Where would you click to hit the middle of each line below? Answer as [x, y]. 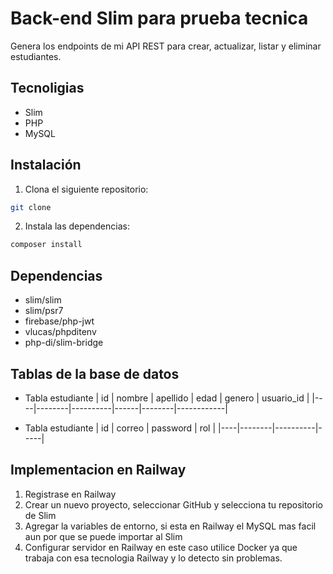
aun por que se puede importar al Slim [103, 536]
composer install [46, 245]
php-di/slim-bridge [64, 343]
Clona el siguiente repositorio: [86, 189]
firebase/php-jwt [59, 321]
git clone [31, 207]
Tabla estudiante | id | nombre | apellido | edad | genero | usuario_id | [167, 398]
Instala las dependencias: [77, 226]
